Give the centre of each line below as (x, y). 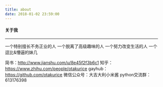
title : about (18, 9)
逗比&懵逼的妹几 (21, 52)
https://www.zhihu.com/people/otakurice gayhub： (56, 69)
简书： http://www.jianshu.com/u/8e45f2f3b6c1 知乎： (59, 62)
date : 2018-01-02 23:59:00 (32, 14)
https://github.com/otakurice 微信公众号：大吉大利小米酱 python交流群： (78, 74)
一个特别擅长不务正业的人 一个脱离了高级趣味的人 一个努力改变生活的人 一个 (81, 46)
